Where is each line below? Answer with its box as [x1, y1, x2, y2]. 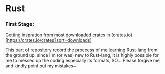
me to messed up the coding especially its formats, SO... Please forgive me [5, 58, 160, 64]
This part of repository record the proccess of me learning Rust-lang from [5, 47, 158, 53]
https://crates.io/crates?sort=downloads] [7, 37, 92, 43]
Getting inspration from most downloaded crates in [5, 32, 110, 38]
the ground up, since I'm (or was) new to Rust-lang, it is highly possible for [5, 52, 159, 58]
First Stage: [5, 21, 34, 28]
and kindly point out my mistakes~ [5, 63, 76, 69]
